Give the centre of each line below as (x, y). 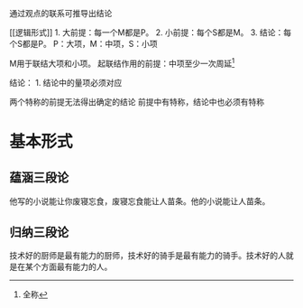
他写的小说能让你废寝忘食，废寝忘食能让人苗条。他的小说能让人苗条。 (140, 201)
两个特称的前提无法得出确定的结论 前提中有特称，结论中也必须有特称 (137, 101)
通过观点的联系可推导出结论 (61, 13)
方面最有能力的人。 (76, 267)
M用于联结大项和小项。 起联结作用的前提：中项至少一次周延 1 (122, 63)
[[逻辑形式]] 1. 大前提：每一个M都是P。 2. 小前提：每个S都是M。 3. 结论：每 (150, 33)
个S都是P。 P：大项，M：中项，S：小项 (83, 44)
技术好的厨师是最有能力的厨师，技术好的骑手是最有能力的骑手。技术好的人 (147, 256)
